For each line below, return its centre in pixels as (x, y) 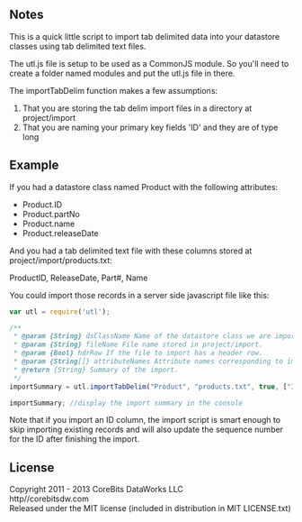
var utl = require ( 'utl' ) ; (60, 311)
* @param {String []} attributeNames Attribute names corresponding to (148, 362)
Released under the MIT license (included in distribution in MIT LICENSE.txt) (151, 508)
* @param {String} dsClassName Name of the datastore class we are (142, 336)
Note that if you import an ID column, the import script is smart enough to (145, 420)
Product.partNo (51, 214)
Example (34, 165)
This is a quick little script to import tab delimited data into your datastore (145, 36)
